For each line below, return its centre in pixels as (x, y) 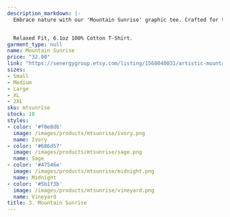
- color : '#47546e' (35, 165)
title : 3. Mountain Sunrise (47, 203)
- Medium (20, 83)
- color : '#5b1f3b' (35, 184)
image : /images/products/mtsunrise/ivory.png (79, 133)
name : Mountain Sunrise (41, 51)
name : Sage (29, 159)
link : (15, 63)
